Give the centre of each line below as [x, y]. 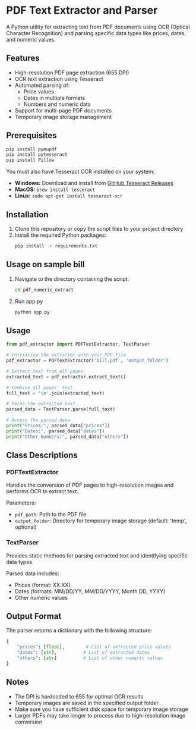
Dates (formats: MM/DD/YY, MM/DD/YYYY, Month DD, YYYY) [90, 591]
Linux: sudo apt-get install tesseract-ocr [69, 196]
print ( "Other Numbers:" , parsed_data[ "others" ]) [67, 437]
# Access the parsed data [38, 420]
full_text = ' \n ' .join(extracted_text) [56, 393]
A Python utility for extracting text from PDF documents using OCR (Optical [98, 27]
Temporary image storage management [63, 117]
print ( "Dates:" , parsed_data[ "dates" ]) [56, 431]
